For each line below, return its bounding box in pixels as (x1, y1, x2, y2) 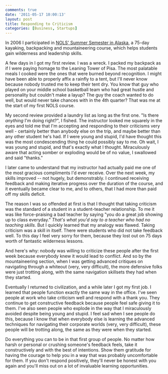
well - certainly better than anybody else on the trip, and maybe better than (5, 128, 160, 134)
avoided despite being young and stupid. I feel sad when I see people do (5, 311, 155, 317)
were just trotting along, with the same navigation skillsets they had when (5, 269, 157, 275)
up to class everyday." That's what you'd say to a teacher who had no (5, 217, 150, 223)
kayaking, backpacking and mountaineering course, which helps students (5, 45, 158, 51)
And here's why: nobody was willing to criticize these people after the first (5, 248, 159, 254)
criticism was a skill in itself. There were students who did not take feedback (5, 227, 163, 233)
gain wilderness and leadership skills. (5, 51, 83, 57)
